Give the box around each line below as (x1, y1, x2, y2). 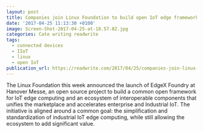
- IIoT (11, 48, 28, 54)
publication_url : (6, 65, 50, 71)
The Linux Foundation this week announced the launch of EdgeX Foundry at (6, 82, 195, 89)
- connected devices (11, 43, 63, 49)
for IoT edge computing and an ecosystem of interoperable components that (6, 94, 197, 102)
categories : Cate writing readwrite (6, 31, 98, 37)
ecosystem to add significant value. (6, 120, 95, 128)
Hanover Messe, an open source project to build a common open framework (6, 88, 196, 96)
